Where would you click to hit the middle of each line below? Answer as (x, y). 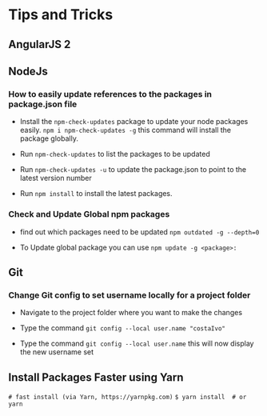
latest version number (56, 178)
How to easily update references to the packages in (110, 94)
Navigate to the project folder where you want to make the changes (131, 313)
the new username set (57, 352)
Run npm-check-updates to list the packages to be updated (115, 154)
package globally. (49, 138)
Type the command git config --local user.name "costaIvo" (123, 328)
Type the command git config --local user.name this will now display (137, 344)
